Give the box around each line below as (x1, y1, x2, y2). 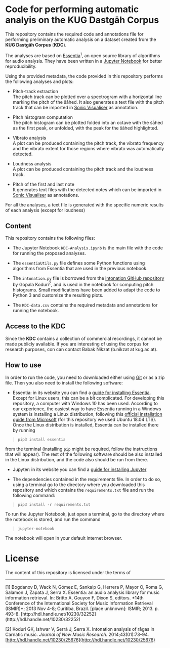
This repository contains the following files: (5, 235, 95, 241)
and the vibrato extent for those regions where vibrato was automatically (12, 145, 164, 151)
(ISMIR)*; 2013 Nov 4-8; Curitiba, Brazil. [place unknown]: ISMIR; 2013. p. (5, 606, 159, 612)
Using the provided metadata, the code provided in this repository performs (5, 73, 163, 79)
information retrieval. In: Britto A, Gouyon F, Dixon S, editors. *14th (5, 594, 144, 600)
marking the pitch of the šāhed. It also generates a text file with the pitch (12, 99, 164, 105)
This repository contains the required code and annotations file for (5, 31, 144, 37)
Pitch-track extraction (12, 88, 58, 94)
